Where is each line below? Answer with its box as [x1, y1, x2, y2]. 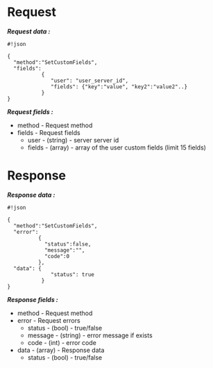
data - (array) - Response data [17, 346, 105, 354]
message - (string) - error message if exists [27, 331, 153, 339]
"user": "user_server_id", [51, 77, 129, 84]
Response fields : [7, 295, 59, 303]
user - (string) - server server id [27, 136, 119, 144]
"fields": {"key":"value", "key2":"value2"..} [51, 83, 188, 90]
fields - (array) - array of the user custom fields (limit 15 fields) [27, 143, 207, 152]
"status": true [51, 271, 95, 278]
